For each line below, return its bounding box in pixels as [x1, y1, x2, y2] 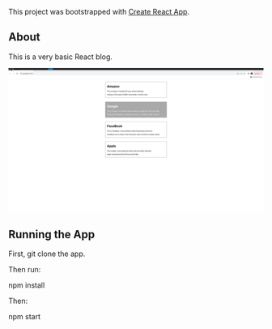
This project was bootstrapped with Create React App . [8, 7, 190, 16]
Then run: [8, 265, 41, 275]
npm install [8, 280, 45, 290]
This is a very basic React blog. [8, 52, 113, 62]
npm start [8, 312, 41, 322]
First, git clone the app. [8, 249, 86, 258]
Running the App [8, 227, 96, 241]
